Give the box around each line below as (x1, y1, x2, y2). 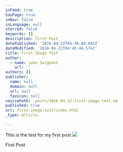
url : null (10, 88, 31, 94)
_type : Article (5, 112, 38, 118)
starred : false (5, 27, 38, 32)
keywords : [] (5, 31, 33, 36)
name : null (10, 79, 33, 84)
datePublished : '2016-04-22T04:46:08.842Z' (5, 41, 100, 46)
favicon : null (10, 93, 40, 99)
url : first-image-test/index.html (5, 108, 79, 113)
